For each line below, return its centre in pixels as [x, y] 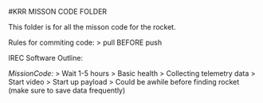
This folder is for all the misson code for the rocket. [92, 27]
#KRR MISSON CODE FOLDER [58, 12]
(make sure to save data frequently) [67, 90]
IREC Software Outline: [46, 58]
